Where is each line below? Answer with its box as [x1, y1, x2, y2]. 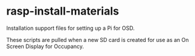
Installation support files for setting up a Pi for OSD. [6, 24, 135, 32]
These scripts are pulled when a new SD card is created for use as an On [6, 36, 190, 43]
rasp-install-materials [6, 4, 120, 18]
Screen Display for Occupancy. [6, 43, 84, 50]
